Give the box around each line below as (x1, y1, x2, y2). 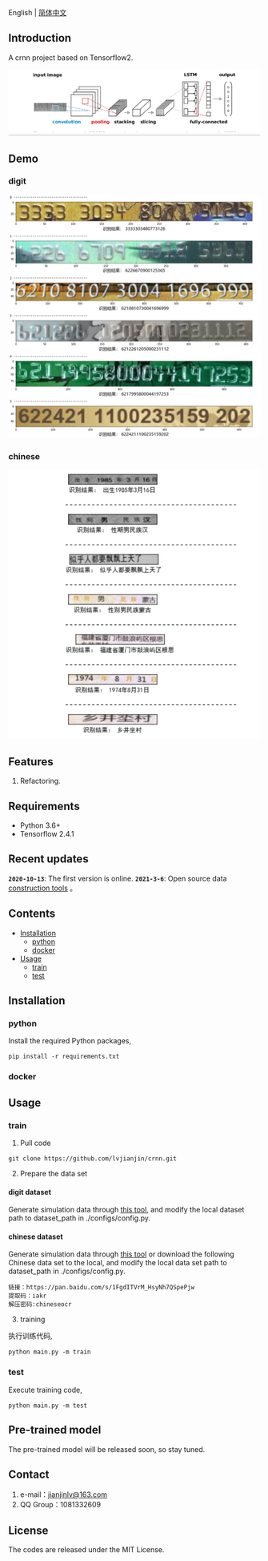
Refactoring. (19, 776, 62, 786)
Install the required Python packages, (8, 1036, 132, 1046)
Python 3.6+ (19, 821, 62, 830)
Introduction (8, 31, 72, 45)
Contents (8, 907, 56, 921)
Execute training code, (8, 1385, 82, 1394)
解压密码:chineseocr (8, 1301, 72, 1309)
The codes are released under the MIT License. (8, 1545, 165, 1555)
